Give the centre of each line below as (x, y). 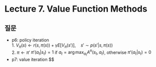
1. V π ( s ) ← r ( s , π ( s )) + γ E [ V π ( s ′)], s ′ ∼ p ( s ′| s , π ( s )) (62, 46)
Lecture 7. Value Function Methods (76, 9)
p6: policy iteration (30, 40)
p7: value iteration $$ (33, 59)
